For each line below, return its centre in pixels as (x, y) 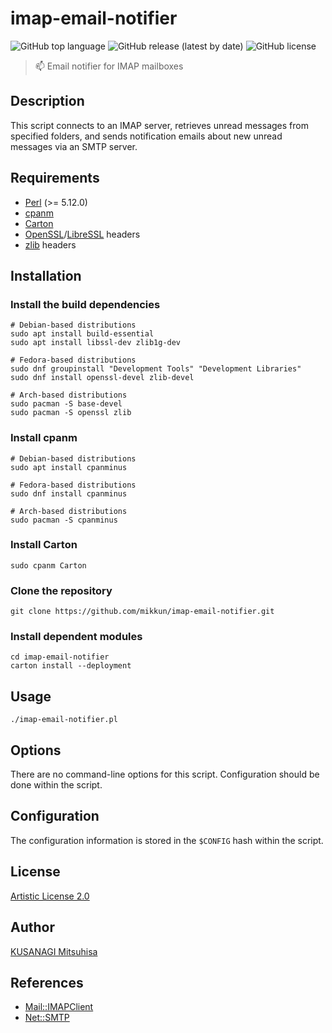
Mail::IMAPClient (59, 1007)
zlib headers (50, 244)
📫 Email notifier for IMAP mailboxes (109, 66)
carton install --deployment (71, 666)
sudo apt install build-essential (82, 334)
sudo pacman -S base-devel (66, 404)
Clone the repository (61, 590)
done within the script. (56, 785)
